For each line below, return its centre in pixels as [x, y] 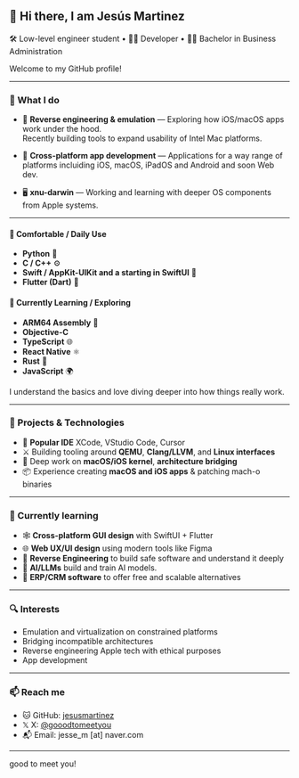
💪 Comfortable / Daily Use [58, 233]
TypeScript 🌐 [47, 341]
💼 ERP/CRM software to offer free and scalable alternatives [132, 577]
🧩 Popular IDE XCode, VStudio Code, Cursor [103, 442]
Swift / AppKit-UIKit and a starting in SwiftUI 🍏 [109, 273]
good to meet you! [43, 764]
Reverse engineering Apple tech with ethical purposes [121, 651]
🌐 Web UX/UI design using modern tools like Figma [117, 548]
